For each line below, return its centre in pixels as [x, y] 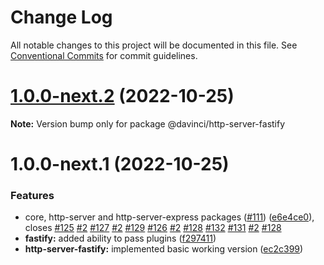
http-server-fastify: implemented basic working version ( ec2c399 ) [164, 249]
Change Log [61, 17]
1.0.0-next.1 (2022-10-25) [120, 164]
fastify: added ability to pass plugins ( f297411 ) [120, 238]
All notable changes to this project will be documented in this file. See [154, 45]
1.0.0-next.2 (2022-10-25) [122, 96]
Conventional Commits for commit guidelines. [104, 55]
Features [32, 195]
